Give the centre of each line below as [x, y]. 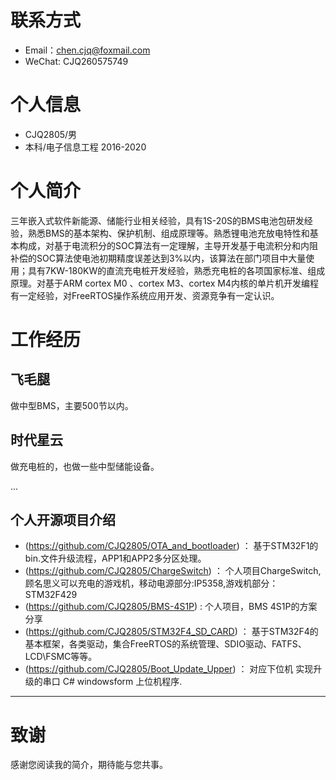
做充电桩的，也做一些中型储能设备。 [85, 466]
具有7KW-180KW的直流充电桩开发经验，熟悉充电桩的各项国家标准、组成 [176, 270]
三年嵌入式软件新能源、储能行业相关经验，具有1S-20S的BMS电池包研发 [157, 220]
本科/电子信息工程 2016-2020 [85, 147]
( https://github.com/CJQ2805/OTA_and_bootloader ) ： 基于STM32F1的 [171, 546]
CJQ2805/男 [51, 134]
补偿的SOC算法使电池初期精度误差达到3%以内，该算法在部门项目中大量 [158, 258]
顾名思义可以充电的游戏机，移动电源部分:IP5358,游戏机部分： [151, 583]
